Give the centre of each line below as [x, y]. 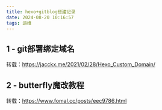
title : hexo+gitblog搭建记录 [41, 12]
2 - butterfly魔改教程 [45, 85]
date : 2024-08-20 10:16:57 [40, 17]
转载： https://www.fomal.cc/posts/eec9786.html [67, 101]
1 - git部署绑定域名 [41, 49]
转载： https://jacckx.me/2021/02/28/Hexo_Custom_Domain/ [81, 64]
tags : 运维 [19, 23]
